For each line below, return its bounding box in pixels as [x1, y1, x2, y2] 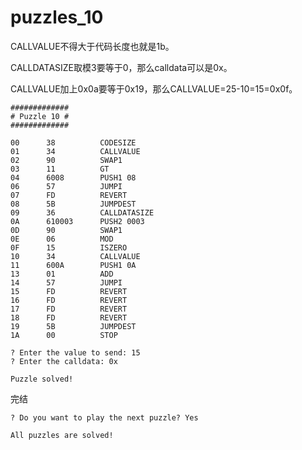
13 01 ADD [10, 269, 114, 279]
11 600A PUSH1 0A [10, 260, 137, 270]
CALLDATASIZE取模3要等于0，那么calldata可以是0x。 [10, 61, 233, 73]
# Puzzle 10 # [10, 111, 70, 121]
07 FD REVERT [10, 190, 128, 200]
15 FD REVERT [10, 286, 128, 296]
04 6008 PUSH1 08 [10, 172, 137, 183]
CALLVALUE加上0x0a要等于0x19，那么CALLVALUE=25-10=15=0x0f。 [10, 82, 298, 95]
